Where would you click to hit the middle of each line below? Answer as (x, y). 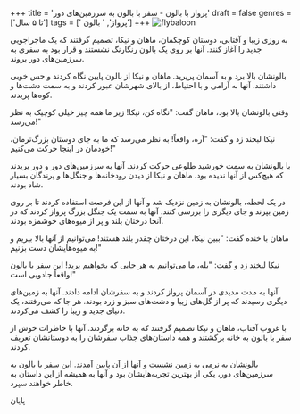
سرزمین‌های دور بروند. (47, 58)
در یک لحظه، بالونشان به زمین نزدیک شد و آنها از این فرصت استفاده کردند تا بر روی (148, 202)
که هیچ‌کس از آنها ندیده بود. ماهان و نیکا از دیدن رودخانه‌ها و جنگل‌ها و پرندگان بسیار (147, 175)
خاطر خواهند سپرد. (42, 383)
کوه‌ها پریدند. (31, 95)
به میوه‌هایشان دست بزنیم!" (56, 248)
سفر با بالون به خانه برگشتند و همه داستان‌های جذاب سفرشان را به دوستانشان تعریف (151, 337)
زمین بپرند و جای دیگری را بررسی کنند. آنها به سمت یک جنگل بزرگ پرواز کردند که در (150, 211)
